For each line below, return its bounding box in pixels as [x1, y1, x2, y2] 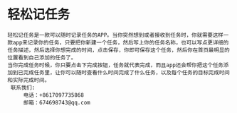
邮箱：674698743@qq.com [23, 99, 91, 106]
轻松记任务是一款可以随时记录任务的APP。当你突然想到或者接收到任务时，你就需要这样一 [7, 31, 229, 39]
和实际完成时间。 [7, 76, 51, 83]
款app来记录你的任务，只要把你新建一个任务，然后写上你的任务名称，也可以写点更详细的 [7, 39, 229, 46]
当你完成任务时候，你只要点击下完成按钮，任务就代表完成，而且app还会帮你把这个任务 [7, 61, 224, 69]
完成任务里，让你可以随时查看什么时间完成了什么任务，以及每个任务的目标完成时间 [23, 69, 230, 76]
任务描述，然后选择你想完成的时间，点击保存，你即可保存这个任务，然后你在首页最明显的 [7, 47, 230, 54]
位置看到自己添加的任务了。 [7, 54, 77, 61]
